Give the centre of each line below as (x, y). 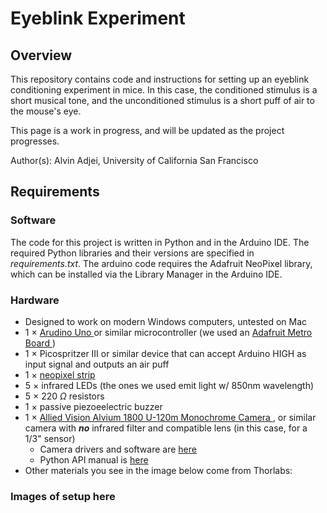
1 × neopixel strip (60, 374)
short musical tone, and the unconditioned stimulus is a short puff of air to (162, 100)
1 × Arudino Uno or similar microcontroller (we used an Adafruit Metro (168, 332)
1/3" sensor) (50, 438)
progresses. (35, 141)
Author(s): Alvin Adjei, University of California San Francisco (134, 160)
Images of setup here (63, 496)
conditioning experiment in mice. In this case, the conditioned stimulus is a (164, 90)
